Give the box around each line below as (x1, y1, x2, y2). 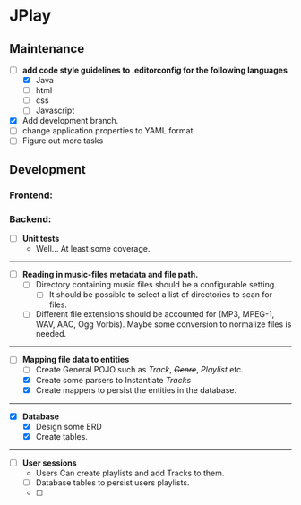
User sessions (21, 458, 78, 468)
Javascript (35, 105, 75, 116)
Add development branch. (21, 116, 119, 126)
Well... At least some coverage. (35, 244, 150, 254)
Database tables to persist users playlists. (35, 476, 190, 488)
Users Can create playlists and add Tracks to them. (35, 467, 225, 478)
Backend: (9, 212, 52, 225)
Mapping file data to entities (21, 355, 130, 365)
